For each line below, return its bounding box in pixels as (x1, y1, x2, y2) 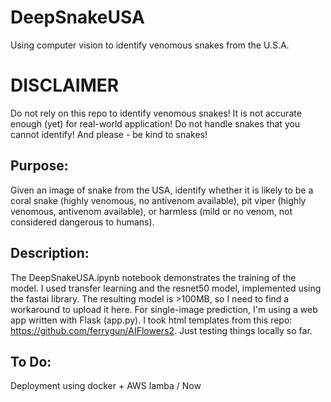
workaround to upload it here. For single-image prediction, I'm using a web (10, 303, 318, 315)
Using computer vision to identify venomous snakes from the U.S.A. (10, 39, 290, 51)
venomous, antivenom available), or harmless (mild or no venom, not (10, 205, 293, 217)
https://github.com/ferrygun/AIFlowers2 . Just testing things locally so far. (10, 324, 313, 336)
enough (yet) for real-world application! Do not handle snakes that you (10, 117, 301, 130)
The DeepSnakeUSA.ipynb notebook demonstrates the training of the (10, 271, 297, 283)
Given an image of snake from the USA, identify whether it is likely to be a (10, 184, 314, 196)
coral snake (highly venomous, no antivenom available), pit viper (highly (10, 194, 307, 206)
